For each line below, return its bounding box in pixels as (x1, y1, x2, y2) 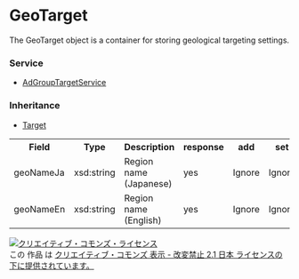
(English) (124, 214, 162, 227)
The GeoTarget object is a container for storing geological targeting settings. (9, 35, 290, 45)
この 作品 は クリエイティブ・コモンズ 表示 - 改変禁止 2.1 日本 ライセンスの (9, 249, 283, 259)
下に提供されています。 (9, 259, 95, 271)
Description (124, 140, 175, 153)
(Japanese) (124, 177, 173, 189)
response (182, 140, 224, 153)
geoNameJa (13, 166, 65, 179)
